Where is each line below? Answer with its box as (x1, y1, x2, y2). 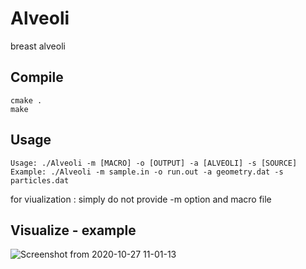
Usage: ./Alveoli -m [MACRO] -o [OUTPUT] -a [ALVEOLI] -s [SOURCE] (10, 158, 298, 168)
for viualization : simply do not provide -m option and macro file (10, 193, 272, 205)
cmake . (10, 95, 43, 106)
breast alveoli (10, 40, 66, 52)
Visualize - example (10, 222, 137, 239)
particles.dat (10, 175, 70, 186)
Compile (10, 69, 64, 86)
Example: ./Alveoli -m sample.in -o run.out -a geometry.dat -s (10, 167, 284, 177)
